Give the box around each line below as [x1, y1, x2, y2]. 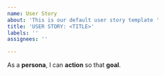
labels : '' [7, 29, 39, 37]
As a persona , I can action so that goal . [7, 61, 121, 69]
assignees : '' [7, 36, 49, 43]
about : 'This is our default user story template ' [7, 17, 159, 23]
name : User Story [7, 10, 58, 17]
